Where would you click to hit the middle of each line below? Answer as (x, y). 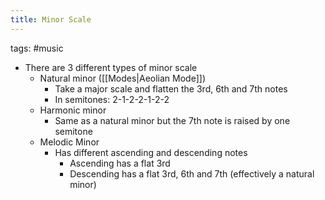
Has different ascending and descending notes (151, 152)
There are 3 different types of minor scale (111, 67)
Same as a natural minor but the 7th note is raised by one (172, 120)
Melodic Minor (69, 142)
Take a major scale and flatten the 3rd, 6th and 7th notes (171, 88)
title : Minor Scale (51, 19)
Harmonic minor (73, 110)
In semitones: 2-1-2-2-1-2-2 (112, 99)
